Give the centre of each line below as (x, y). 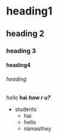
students (26, 110)
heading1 (29, 11)
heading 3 (21, 51)
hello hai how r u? (28, 97)
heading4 (19, 65)
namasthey (37, 129)
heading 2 (25, 34)
